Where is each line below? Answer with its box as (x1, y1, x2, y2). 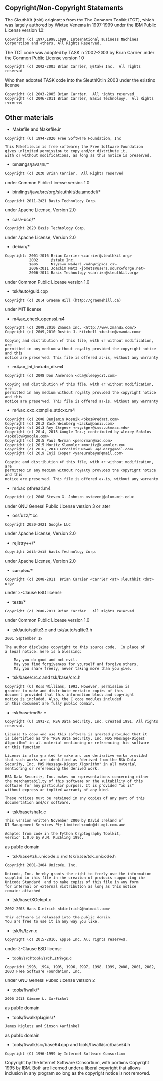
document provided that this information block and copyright (5, 693, 134, 697)
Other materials (5, 113, 54, 122)
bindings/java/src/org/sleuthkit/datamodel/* (12, 189, 101, 195)
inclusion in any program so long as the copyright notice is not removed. (5, 1070, 150, 1076)
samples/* (12, 567, 33, 573)
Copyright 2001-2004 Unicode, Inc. (5, 862, 78, 868)
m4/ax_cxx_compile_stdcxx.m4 (12, 407, 75, 413)
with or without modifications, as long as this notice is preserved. (5, 153, 152, 158)
